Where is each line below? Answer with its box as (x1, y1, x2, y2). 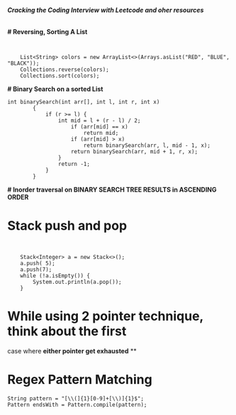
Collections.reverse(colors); (20, 66, 110, 74)
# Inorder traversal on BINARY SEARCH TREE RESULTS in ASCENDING (7, 185, 218, 194)
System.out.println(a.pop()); (33, 279, 122, 286)
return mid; (83, 130, 119, 137)
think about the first (7, 323, 127, 340)
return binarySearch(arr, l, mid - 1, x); (83, 142, 211, 149)
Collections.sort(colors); (20, 72, 100, 79)
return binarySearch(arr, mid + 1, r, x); (70, 148, 198, 155)
